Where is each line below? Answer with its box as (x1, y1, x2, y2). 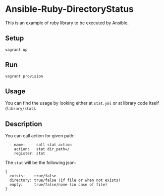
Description (5, 119, 42, 128)
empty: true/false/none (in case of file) (9, 182, 108, 187)
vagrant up (5, 47, 28, 52)
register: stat (14, 151, 46, 156)
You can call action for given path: (5, 133, 75, 139)
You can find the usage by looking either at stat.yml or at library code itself (5, 100, 160, 106)
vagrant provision (5, 74, 43, 78)
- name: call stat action (9, 142, 72, 148)
